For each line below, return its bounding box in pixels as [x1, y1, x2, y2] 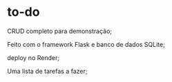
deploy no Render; [7, 53, 60, 62]
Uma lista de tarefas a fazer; [7, 67, 88, 75]
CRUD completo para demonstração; [7, 27, 113, 35]
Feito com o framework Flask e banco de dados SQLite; [7, 40, 166, 48]
